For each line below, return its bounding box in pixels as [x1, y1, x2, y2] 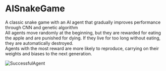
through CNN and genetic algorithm [5, 24, 78, 30]
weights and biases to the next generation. [5, 50, 93, 57]
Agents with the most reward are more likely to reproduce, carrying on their [5, 45, 160, 51]
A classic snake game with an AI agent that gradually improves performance [5, 19, 161, 25]
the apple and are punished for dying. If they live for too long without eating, [5, 35, 161, 41]
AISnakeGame [5, 3, 65, 14]
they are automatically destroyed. [5, 40, 73, 46]
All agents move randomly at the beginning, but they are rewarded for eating [5, 30, 161, 35]
